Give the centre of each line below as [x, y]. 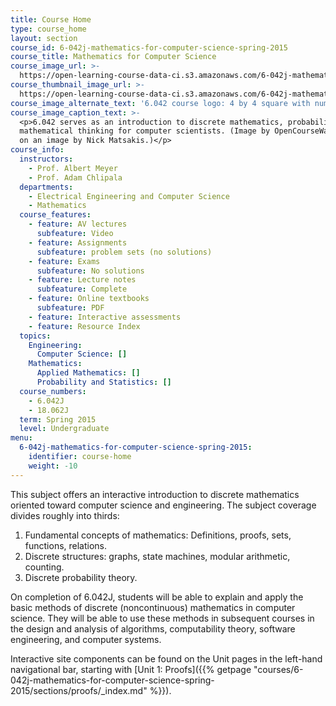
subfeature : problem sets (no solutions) [124, 252]
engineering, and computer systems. [86, 639]
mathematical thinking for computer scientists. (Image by [145, 131]
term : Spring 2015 [58, 419]
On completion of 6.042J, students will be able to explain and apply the [157, 597]
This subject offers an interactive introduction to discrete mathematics [155, 494]
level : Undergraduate [64, 429]
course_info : [37, 150]
